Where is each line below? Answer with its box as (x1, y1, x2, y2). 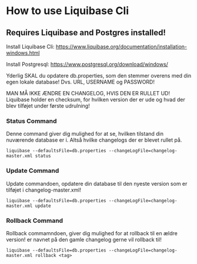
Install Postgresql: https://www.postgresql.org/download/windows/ (6, 61, 169, 68)
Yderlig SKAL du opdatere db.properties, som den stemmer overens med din (6, 72, 192, 79)
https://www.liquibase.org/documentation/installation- (55, 43, 187, 50)
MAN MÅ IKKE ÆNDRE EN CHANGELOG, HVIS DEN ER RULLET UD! (6, 90, 171, 96)
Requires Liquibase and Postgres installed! (6, 28, 166, 38)
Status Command (6, 116, 57, 125)
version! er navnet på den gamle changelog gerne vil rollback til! (6, 236, 162, 243)
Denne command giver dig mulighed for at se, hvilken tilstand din (6, 131, 163, 138)
